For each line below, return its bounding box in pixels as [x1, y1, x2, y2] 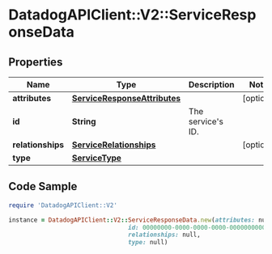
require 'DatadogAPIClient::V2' [8, 201, 117, 210]
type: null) [128, 239, 168, 247]
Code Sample [8, 180, 78, 193]
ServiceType [71, 152, 121, 163]
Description [189, 79, 235, 90]
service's [189, 116, 224, 127]
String [71, 116, 96, 127]
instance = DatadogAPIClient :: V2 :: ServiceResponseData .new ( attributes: [8, 216, 255, 224]
